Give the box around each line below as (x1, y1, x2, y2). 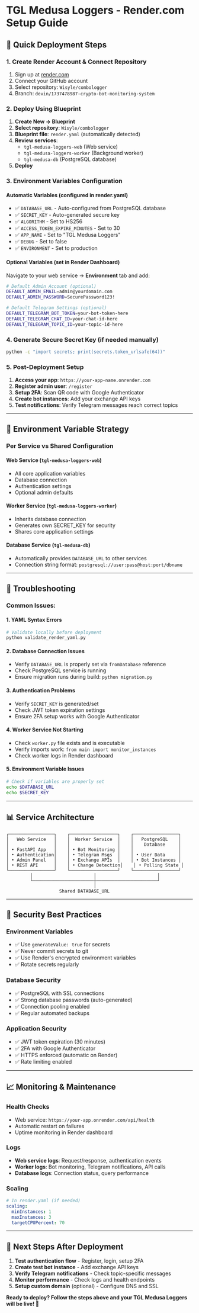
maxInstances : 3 (11, 1214, 52, 1220)
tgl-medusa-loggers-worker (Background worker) (23, 149, 144, 157)
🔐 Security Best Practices (6, 910, 102, 920)
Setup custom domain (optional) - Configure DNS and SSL (14, 1283, 159, 1290)
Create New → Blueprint (14, 118, 75, 125)
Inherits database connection (14, 515, 86, 522)
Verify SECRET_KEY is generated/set (14, 700, 99, 707)
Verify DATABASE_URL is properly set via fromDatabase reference (14, 661, 166, 668)
